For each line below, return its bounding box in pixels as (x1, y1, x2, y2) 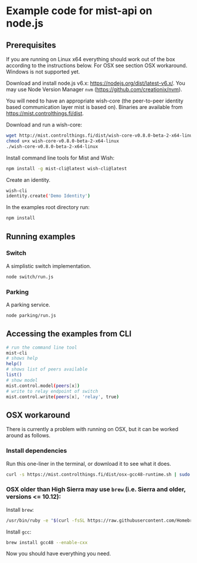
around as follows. (6, 432, 51, 439)
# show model (6, 377, 38, 383)
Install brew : (6, 506, 34, 513)
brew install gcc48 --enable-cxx (6, 539, 88, 545)
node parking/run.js (6, 312, 57, 319)
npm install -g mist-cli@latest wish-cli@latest (6, 165, 127, 171)
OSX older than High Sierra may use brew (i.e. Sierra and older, (6, 485, 186, 494)
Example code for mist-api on (6, 4, 152, 18)
